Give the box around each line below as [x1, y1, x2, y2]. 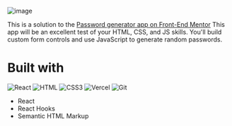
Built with [7, 60, 64, 76]
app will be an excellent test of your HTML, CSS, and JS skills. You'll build [7, 28, 222, 36]
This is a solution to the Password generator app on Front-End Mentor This [7, 20, 225, 28]
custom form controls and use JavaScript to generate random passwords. [7, 35, 223, 44]
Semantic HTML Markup [17, 111, 89, 120]
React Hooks [17, 104, 55, 113]
